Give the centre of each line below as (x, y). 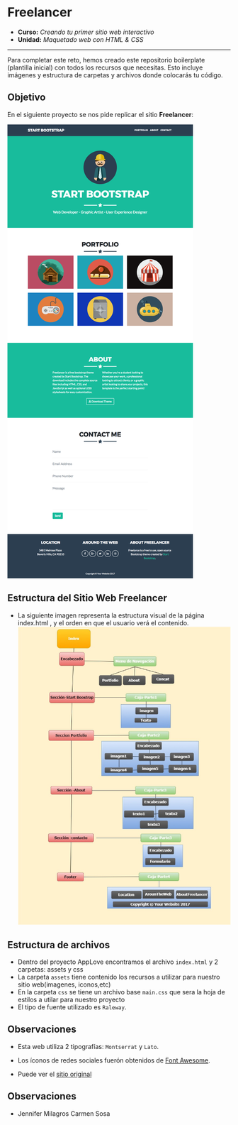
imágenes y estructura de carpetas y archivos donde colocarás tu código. (115, 75)
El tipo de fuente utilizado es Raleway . (72, 1007)
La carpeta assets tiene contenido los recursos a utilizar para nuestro (119, 977)
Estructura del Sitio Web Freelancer (87, 598)
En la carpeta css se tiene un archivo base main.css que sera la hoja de (121, 992)
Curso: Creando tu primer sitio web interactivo (86, 32)
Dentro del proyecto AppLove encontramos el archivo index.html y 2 (118, 962)
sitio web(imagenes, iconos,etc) (64, 984)
